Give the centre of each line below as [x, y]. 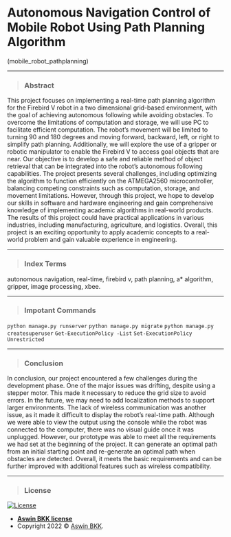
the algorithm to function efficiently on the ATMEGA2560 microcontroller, [111, 181]
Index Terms [45, 264]
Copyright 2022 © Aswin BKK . [60, 526]
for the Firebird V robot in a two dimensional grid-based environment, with [112, 108]
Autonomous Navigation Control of [109, 13]
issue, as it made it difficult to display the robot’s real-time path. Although [111, 415]
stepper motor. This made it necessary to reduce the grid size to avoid [107, 393]
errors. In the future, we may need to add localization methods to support [111, 401]
